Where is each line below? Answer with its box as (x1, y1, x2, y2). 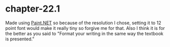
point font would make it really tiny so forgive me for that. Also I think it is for (5, 25, 165, 31)
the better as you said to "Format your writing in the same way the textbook (5, 30, 164, 36)
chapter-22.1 (5, 3, 60, 15)
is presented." (5, 36, 35, 42)
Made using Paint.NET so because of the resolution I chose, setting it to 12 (5, 20, 161, 26)
